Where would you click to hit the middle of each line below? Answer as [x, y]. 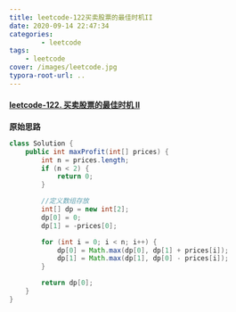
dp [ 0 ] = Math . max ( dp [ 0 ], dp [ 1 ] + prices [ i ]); [143, 250]
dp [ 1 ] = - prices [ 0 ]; [79, 226]
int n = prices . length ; [85, 160]
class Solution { [41, 144]
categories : [31, 34]
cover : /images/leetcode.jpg [63, 68]
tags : [19, 51]
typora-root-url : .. [48, 76]
